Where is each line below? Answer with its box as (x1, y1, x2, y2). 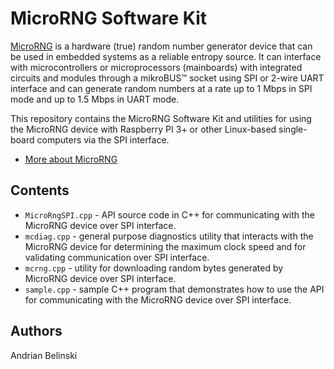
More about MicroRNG (24, 153, 118, 165)
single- (278, 123, 308, 135)
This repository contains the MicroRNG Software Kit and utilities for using (10, 112, 312, 124)
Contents (10, 182, 70, 199)
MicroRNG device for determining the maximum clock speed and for (24, 240, 307, 252)
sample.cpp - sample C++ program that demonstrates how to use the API (24, 283, 325, 295)
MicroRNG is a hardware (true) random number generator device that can (10, 40, 313, 52)
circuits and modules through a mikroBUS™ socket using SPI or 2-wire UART (10, 72, 325, 84)
